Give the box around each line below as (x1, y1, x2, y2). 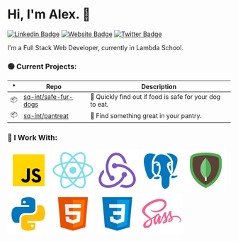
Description (141, 82, 177, 90)
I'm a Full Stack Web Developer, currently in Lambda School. (7, 43, 184, 52)
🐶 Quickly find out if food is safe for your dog (90, 92, 221, 101)
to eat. (90, 100, 109, 108)
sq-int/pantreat (23, 111, 69, 119)
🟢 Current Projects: (7, 61, 77, 71)
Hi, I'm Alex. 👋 (7, 6, 91, 23)
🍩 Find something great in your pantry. (90, 111, 202, 119)
